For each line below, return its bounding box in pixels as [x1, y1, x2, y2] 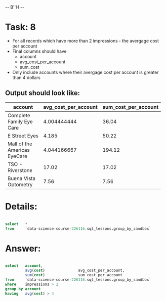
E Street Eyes [7, 132, 39, 139]
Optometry [7, 181, 33, 188]
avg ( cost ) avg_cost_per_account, [25, 268, 125, 273]
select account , [5, 263, 43, 268]
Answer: [5, 243, 41, 254]
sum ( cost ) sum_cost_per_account [25, 273, 123, 278]
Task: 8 [5, 22, 36, 33]
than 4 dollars [12, 74, 41, 81]
